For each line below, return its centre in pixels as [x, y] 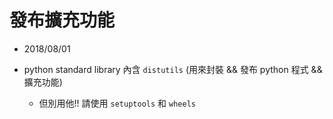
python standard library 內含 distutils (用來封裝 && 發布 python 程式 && [173, 69]
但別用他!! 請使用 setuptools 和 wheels [117, 103]
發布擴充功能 [62, 20]
